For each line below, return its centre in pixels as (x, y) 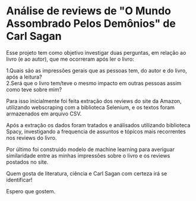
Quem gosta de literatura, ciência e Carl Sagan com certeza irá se (87, 173)
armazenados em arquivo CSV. (44, 114)
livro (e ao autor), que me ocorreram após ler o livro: (70, 59)
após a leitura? (24, 77)
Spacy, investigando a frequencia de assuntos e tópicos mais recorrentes (96, 131)
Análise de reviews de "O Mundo (88, 11)
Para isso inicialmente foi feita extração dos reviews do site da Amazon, (94, 101)
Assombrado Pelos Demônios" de (91, 23)
